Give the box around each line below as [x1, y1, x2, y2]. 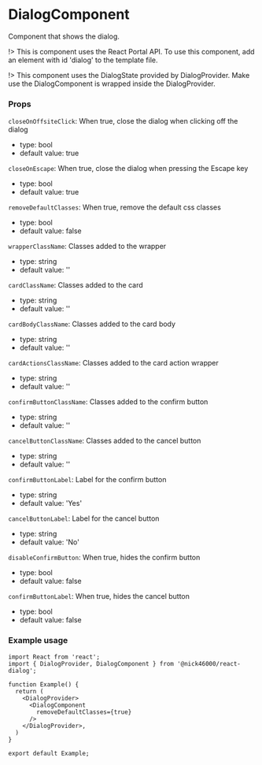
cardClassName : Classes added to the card [8, 280, 143, 290]
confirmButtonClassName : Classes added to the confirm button [8, 397, 208, 407]
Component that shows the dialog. [8, 32, 120, 41]
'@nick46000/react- [176, 659, 242, 667]
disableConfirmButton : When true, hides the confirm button [8, 553, 201, 563]
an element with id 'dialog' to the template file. [8, 55, 158, 65]
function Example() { [8, 680, 79, 689]
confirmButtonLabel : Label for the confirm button [8, 475, 167, 485]
